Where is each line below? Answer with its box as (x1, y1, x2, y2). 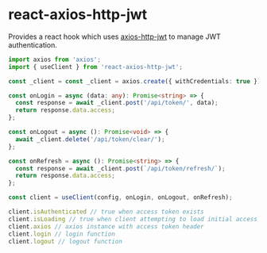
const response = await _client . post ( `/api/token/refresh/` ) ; (15, 164, 226, 172)
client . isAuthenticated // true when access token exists (8, 208, 204, 216)
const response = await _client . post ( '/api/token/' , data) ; (15, 99, 219, 107)
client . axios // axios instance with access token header (8, 222, 204, 231)
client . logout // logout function (8, 237, 123, 245)
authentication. (8, 40, 58, 49)
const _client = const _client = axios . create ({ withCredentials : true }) (8, 77, 261, 85)
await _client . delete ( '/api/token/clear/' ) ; (15, 135, 165, 144)
